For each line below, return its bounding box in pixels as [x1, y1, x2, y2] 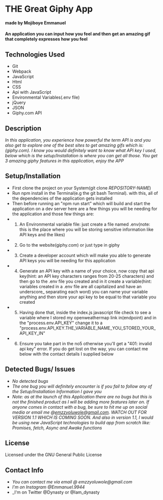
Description [5, 124, 41, 132]
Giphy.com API [12, 110, 42, 116]
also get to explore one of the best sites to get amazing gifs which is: [5, 143, 144, 148]
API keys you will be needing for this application [19, 257, 116, 263]
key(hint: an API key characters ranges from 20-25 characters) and [19, 273, 154, 279]
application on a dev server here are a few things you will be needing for [12, 206, 157, 211]
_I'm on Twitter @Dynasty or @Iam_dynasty [12, 489, 100, 495]
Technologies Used [5, 50, 65, 59]
